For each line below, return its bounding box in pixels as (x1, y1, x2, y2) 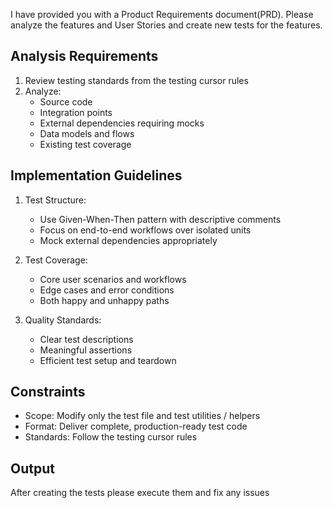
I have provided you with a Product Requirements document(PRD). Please (10, 9, 314, 20)
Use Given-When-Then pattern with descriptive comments (39, 213, 282, 225)
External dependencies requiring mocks (39, 117, 205, 129)
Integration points (39, 106, 113, 118)
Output (10, 460, 55, 477)
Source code (39, 95, 93, 108)
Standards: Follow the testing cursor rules (24, 431, 198, 443)
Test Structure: (24, 194, 87, 206)
